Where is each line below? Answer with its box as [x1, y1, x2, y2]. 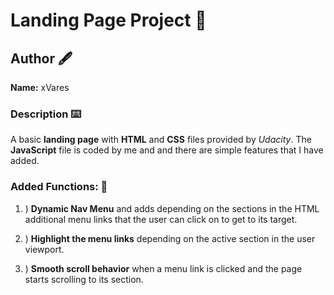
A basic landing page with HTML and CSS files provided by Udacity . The [10, 134, 312, 146]
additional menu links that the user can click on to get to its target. [24, 213, 298, 225]
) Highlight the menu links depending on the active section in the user [24, 232, 316, 244]
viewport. [24, 243, 65, 255]
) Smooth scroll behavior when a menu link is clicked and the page [24, 262, 303, 274]
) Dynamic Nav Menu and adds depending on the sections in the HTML [24, 202, 320, 214]
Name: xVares [10, 82, 70, 93]
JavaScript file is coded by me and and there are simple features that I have [10, 144, 324, 156]
